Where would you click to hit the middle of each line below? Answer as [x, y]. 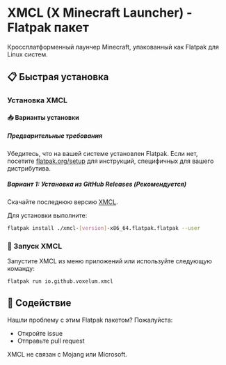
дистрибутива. [29, 168]
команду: [21, 268]
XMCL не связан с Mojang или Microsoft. [67, 354]
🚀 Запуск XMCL [35, 246]
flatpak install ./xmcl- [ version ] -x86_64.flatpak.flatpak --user [104, 228]
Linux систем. [27, 54]
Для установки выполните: [47, 215]
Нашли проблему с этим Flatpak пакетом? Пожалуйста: [90, 320]
